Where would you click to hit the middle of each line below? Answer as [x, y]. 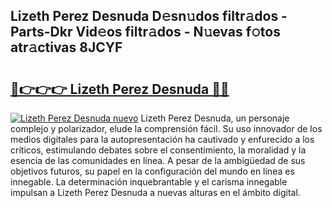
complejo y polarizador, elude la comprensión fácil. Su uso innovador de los [166, 128]
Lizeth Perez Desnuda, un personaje [215, 118]
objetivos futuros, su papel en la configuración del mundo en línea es [152, 171]
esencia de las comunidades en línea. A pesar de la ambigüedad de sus [158, 160]
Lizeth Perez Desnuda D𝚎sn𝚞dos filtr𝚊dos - [149, 16]
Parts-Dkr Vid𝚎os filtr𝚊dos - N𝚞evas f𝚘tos [145, 32]
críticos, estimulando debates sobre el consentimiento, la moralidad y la [158, 150]
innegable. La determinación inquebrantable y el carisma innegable [149, 182]
